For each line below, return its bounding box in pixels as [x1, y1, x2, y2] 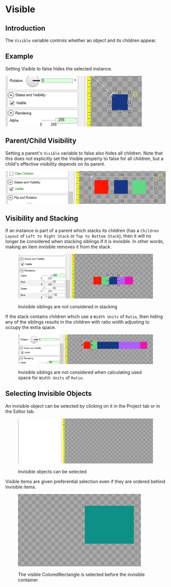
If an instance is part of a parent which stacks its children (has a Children [5, 227, 159, 233]
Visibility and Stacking [5, 214, 78, 223]
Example [5, 52, 34, 61]
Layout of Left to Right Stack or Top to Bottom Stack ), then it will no [5, 233, 152, 239]
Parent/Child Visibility [5, 137, 77, 145]
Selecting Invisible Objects [5, 389, 92, 398]
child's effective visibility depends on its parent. [5, 161, 106, 167]
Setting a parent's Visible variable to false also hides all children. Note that [5, 150, 163, 156]
